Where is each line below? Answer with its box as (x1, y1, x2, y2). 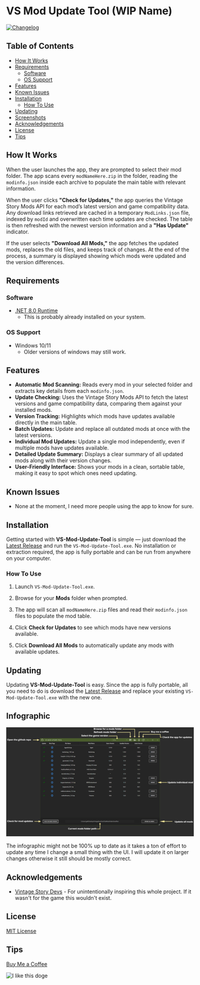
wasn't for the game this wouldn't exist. (14, 895, 112, 902)
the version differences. (6, 258, 64, 265)
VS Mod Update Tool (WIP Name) (6, 4, 173, 18)
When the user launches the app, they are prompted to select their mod (6, 165, 182, 173)
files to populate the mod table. (14, 612, 92, 620)
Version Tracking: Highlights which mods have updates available (14, 412, 176, 420)
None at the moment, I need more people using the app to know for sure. (14, 503, 194, 510)
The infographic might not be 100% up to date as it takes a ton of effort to (6, 842, 187, 849)
